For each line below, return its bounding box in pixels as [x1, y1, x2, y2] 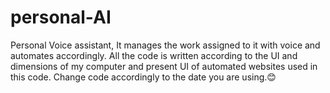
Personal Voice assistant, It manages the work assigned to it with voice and [10, 39, 321, 51]
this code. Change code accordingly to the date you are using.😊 [10, 71, 277, 83]
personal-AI [10, 6, 112, 29]
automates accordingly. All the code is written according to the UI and [10, 49, 298, 61]
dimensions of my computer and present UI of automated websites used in [10, 60, 318, 72]
